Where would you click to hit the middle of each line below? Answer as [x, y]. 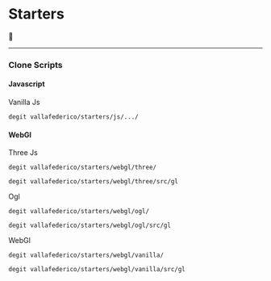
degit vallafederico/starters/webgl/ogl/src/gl [90, 226]
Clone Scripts [35, 65]
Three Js [23, 153]
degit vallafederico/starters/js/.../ [73, 117]
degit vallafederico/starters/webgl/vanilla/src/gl [97, 270]
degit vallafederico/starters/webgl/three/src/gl [94, 182]
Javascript [27, 84]
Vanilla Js [24, 103]
